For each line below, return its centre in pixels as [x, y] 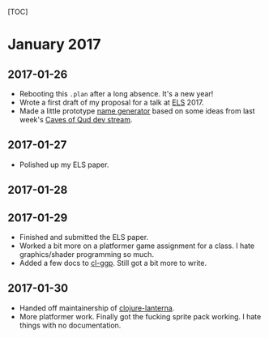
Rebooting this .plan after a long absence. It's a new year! [116, 94]
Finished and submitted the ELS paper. [84, 237]
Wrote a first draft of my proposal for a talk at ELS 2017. [111, 102]
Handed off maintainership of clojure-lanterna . [97, 308]
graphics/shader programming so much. [87, 255]
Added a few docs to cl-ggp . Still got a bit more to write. [113, 263]
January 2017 [54, 45]
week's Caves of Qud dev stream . [76, 120]
